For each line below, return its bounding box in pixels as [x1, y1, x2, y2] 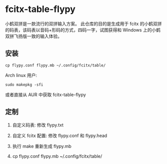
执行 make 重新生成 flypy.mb [12, 143, 72, 149]
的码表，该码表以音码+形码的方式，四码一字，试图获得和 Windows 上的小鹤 [5, 26, 161, 33]
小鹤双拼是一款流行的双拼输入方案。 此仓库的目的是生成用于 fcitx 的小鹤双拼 [5, 20, 162, 26]
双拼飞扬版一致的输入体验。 [5, 33, 62, 39]
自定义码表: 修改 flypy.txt [12, 121, 64, 128]
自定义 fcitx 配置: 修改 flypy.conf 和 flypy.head [12, 132, 107, 138]
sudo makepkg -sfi [5, 82, 43, 87]
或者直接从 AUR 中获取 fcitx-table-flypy [5, 91, 86, 97]
